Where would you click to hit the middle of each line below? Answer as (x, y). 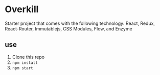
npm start (23, 68)
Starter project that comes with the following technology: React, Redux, (80, 23)
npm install (25, 63)
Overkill (22, 9)
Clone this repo (28, 57)
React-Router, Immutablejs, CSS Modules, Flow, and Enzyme (68, 28)
